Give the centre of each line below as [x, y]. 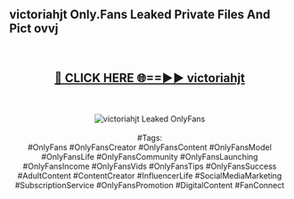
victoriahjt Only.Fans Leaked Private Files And [140, 15]
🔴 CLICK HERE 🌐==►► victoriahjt [150, 78]
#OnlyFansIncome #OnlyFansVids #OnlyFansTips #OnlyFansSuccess [150, 166]
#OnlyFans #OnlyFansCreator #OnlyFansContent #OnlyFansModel [150, 147]
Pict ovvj [34, 29]
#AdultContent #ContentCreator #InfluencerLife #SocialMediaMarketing [150, 175]
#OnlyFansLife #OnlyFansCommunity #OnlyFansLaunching [150, 156]
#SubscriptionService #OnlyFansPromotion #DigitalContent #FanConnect [150, 185]
